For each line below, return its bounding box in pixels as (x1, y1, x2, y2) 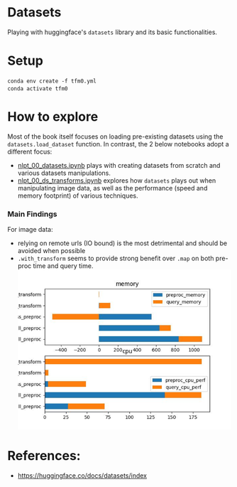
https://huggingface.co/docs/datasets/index (17, 471, 148, 480)
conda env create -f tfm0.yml (7, 77, 97, 85)
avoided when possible (17, 247, 86, 255)
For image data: (7, 225, 53, 234)
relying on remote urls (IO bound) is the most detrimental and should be (17, 239, 228, 247)
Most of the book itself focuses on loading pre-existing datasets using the (7, 132, 224, 141)
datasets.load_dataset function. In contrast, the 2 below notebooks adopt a (7, 139, 229, 148)
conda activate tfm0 (7, 85, 69, 92)
